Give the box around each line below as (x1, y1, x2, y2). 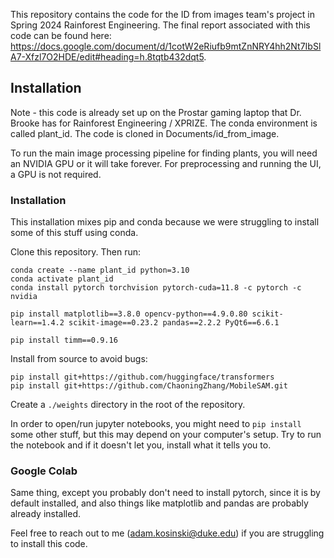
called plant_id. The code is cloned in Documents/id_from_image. (10, 127, 280, 139)
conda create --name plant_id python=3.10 (10, 265, 190, 276)
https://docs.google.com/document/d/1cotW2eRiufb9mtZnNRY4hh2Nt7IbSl (10, 40, 322, 52)
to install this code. (10, 538, 88, 550)
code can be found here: (10, 30, 112, 41)
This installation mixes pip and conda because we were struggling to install (10, 216, 320, 228)
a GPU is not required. (10, 168, 102, 180)
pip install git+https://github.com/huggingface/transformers (10, 372, 275, 383)
